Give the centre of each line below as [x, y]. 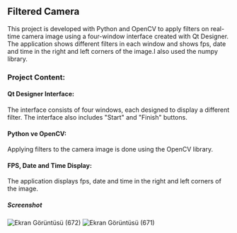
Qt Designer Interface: [41, 94]
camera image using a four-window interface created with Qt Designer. [125, 36]
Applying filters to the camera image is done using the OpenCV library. [110, 149]
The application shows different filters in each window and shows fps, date [117, 44]
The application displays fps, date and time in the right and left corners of [114, 181]
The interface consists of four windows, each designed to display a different [118, 110]
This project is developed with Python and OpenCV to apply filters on [108, 28]
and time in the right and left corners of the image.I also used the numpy [112, 51]
